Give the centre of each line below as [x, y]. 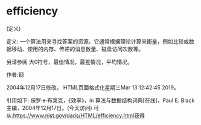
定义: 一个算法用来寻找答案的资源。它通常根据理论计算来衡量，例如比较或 [97, 41]
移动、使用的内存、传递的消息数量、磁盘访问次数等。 [77, 49]
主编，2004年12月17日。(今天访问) [49, 107]
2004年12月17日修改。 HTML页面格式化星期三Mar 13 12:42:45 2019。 [93, 87]
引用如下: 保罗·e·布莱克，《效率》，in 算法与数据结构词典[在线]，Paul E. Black [101, 100]
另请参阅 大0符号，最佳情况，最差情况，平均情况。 [69, 62]
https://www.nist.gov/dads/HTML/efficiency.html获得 [79, 115]
